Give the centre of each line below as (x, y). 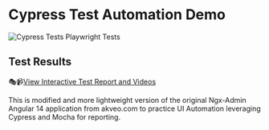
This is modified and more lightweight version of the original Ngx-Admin (127, 100)
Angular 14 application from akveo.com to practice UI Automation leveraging (134, 108)
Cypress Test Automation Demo (117, 15)
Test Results (40, 62)
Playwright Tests (93, 37)
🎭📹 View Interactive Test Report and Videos (82, 81)
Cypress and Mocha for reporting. (65, 116)
